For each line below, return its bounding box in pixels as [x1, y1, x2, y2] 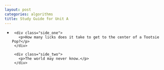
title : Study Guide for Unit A [4, 16, 69, 21]
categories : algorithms [4, 12, 54, 17]
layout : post [4, 7, 31, 12]
